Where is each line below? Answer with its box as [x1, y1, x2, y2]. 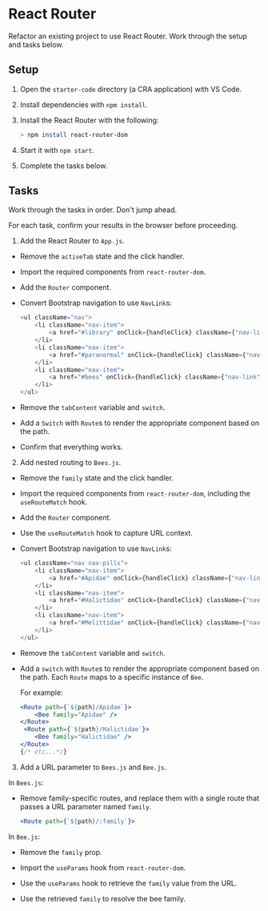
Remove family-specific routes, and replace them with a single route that [19, 793, 260, 803]
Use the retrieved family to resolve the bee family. [19, 893, 186, 903]
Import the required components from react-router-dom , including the [19, 489, 250, 499]
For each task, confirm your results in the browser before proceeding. [8, 221, 238, 231]
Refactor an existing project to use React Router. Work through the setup [8, 31, 248, 41]
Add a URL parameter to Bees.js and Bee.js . [19, 762, 167, 772]
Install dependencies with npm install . [19, 99, 148, 109]
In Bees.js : [8, 777, 44, 787]
